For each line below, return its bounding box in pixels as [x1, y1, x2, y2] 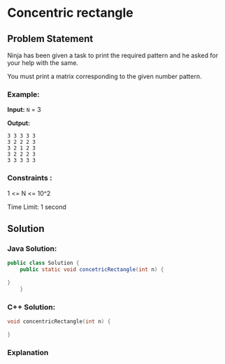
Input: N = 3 [7, 105, 41, 114]
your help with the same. [7, 59, 79, 67]
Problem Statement [7, 33, 94, 45]
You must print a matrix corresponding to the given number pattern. [7, 72, 202, 80]
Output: [7, 119, 30, 127]
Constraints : [7, 173, 52, 183]
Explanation [7, 347, 49, 357]
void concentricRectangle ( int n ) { [7, 318, 111, 325]
